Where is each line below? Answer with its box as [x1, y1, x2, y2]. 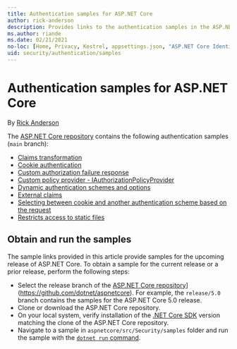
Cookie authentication [17, 160, 83, 169]
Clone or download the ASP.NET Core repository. [17, 303, 161, 312]
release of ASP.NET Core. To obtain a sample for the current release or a [7, 259, 219, 268]
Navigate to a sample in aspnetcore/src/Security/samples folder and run [17, 326, 229, 334]
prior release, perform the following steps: [7, 267, 130, 276]
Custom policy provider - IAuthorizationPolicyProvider [17, 176, 175, 184]
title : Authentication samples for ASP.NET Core [7, 10, 153, 18]
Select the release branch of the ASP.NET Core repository [17, 281, 186, 289]
